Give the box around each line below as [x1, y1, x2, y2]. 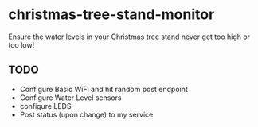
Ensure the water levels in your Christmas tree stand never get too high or [8, 32, 251, 41]
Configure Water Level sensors [19, 93, 122, 102]
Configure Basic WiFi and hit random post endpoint [19, 84, 189, 94]
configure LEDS [19, 101, 72, 110]
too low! [8, 40, 35, 49]
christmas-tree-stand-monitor [8, 6, 215, 24]
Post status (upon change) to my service [19, 110, 154, 119]
